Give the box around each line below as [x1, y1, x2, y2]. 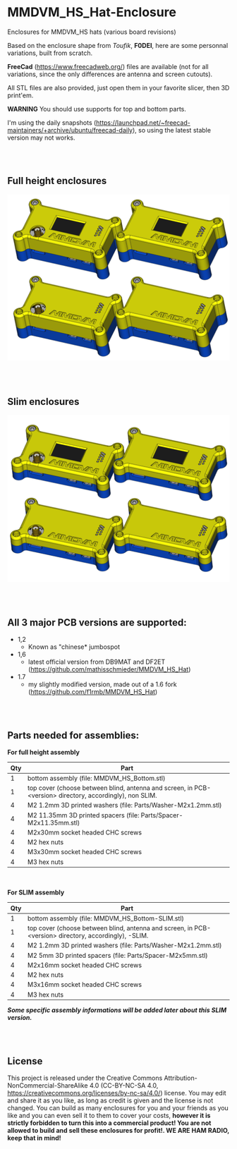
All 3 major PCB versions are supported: [7, 616, 187, 628]
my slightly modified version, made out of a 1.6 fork [28, 680, 178, 688]
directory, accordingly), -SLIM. [59, 932, 149, 940]
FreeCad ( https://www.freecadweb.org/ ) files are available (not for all [7, 62, 209, 71]
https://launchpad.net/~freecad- [96, 118, 190, 127]
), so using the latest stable [133, 126, 212, 134]
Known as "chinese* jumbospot [28, 643, 121, 651]
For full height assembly [7, 748, 80, 757]
